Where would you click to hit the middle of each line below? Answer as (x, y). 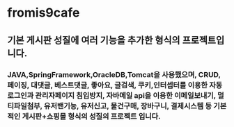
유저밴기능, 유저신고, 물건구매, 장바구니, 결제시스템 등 (128, 105)
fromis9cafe (44, 13)
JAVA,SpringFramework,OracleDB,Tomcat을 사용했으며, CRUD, (114, 74)
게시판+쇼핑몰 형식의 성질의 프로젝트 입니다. (92, 116)
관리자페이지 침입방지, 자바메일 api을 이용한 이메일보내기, (125, 95)
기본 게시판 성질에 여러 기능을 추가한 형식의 (94, 40)
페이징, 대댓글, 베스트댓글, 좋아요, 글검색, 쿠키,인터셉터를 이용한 (107, 85)
